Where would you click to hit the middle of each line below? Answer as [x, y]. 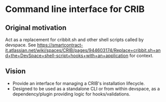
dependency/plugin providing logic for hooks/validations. [71, 94]
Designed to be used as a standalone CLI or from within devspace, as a [86, 88]
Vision [16, 71]
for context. [142, 55]
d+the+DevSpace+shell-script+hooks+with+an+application [67, 55]
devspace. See [21, 45]
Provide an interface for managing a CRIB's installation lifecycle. [78, 83]
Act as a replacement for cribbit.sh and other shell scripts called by [74, 39]
